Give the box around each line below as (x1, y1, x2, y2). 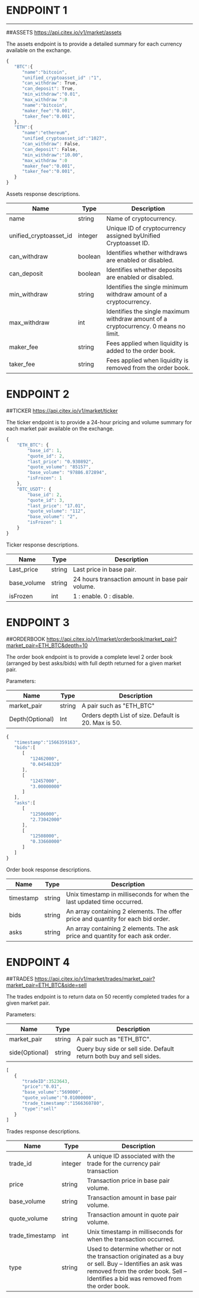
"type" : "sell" (21, 1106, 57, 1111)
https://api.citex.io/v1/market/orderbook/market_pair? (46, 635, 177, 642)
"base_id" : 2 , (27, 491, 62, 498)
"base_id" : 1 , (27, 447, 62, 453)
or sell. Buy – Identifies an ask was (86, 1259, 182, 1268)
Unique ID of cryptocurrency (106, 224, 186, 232)
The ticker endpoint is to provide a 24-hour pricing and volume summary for (6, 419, 192, 425)
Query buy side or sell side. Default (76, 1044, 174, 1053)
